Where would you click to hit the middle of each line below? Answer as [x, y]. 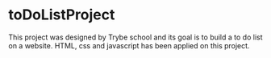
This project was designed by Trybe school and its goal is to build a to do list [135, 37]
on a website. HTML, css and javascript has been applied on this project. [129, 45]
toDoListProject [62, 15]
